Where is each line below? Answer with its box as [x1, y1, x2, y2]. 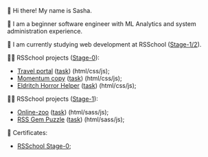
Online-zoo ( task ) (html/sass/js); [16, 108, 109, 116]
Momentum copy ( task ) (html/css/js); [16, 74, 122, 82]
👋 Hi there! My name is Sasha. [7, 7, 93, 14]
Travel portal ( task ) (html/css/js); [16, 67, 110, 75]
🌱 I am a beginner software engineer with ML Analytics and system [7, 20, 197, 27]
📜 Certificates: [7, 129, 48, 136]
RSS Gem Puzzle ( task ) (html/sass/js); [16, 115, 125, 123]
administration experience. [7, 27, 83, 35]
